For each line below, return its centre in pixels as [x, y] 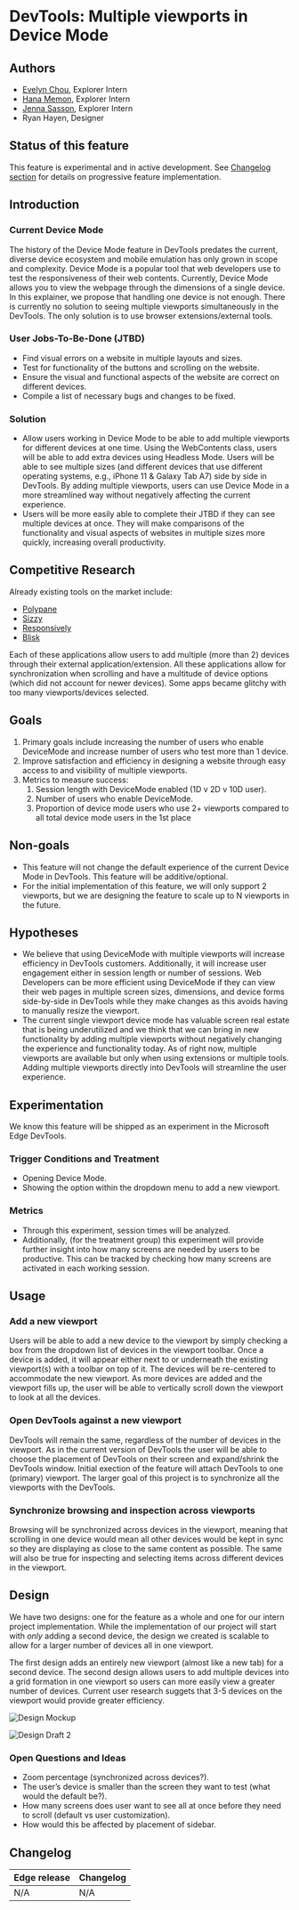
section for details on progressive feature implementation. [115, 176]
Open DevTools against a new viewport [96, 1420]
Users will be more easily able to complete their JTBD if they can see [149, 514]
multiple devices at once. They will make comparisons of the [133, 523]
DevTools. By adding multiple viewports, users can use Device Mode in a [155, 486]
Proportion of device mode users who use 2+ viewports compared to [162, 808]
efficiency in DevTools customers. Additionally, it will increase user [144, 964]
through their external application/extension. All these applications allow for [148, 664]
